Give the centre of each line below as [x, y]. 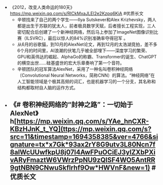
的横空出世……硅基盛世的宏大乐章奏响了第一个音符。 [71, 63]
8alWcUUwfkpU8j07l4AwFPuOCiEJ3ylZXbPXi [82, 152]
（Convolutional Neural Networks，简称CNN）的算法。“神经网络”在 [86, 75]
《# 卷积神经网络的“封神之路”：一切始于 [71, 105]
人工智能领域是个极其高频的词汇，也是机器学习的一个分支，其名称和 [86, 81]
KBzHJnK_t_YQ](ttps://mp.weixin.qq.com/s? [81, 129]
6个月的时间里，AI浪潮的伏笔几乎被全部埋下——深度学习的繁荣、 [83, 50]
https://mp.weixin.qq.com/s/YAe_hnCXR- [83, 121]
